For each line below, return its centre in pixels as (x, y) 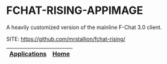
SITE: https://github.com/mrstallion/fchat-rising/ (66, 39)
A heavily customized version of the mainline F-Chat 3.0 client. (84, 27)
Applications (28, 54)
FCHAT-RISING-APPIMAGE (75, 11)
